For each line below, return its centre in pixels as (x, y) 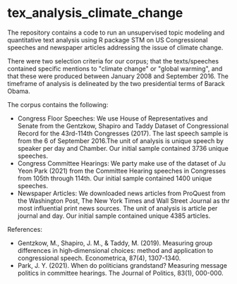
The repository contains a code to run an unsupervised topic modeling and (116, 32)
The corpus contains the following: (58, 104)
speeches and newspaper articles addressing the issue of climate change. (115, 47)
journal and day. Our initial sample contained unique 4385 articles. (114, 216)
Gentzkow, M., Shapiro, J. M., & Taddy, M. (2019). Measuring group (115, 243)
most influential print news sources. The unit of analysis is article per (117, 208)
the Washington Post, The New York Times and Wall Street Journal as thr (123, 200)
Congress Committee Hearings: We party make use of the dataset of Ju (122, 163)
